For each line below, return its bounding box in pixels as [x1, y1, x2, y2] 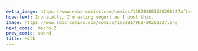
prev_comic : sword [6, 30, 51, 36]
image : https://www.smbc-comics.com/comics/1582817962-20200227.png [6, 19, 178, 25]
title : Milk [6, 36, 35, 42]
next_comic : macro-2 [6, 25, 57, 31]
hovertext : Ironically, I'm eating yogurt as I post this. [6, 14, 154, 20]
